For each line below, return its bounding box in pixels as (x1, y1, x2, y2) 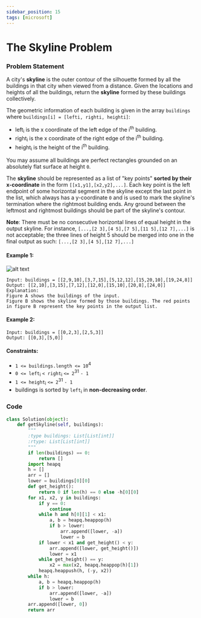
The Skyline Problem (6, 40, 113, 54)
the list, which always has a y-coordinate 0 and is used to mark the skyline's (6, 194, 195, 201)
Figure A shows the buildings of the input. (6, 292, 120, 299)
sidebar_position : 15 (6, 8, 61, 15)
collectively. (6, 95, 36, 102)
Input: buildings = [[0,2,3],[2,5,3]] (6, 329, 104, 335)
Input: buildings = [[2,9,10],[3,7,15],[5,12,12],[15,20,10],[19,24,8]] (6, 277, 193, 283)
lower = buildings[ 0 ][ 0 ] (28, 478, 91, 484)
